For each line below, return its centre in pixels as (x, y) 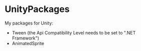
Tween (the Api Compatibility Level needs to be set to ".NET (74, 32)
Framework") (26, 38)
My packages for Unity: (29, 23)
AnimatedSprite (28, 43)
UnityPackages (37, 9)
